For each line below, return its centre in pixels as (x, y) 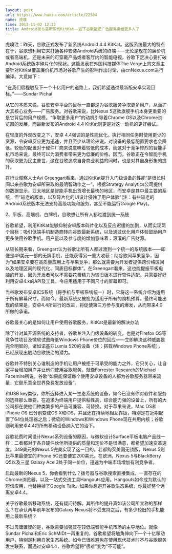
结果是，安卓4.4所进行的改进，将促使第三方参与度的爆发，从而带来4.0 (88, 305)
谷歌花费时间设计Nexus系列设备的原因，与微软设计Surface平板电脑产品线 (83, 436)
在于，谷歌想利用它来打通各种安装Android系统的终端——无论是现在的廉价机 (85, 51)
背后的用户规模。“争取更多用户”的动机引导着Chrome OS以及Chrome (86, 118)
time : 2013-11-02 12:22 (31, 24)
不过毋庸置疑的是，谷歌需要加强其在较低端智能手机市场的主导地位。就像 (81, 527)
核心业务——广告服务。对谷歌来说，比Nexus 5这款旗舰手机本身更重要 (88, 111)
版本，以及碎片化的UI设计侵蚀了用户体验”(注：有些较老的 (94, 197)
